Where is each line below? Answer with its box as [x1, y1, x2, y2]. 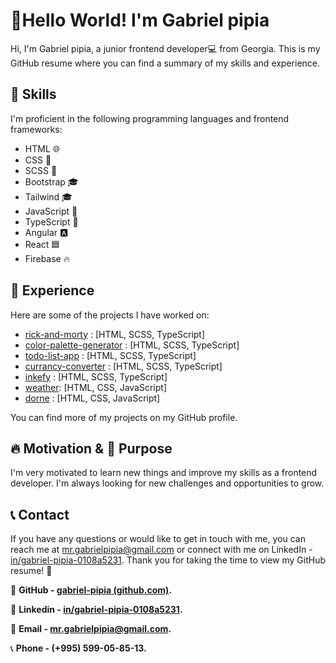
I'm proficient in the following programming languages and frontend [10, 112, 290, 124]
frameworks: [10, 123, 63, 135]
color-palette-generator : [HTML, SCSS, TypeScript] [24, 339, 240, 351]
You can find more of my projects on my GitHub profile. [10, 411, 238, 423]
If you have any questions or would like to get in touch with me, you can [10, 533, 306, 545]
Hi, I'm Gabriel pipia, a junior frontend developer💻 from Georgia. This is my [10, 42, 321, 54]
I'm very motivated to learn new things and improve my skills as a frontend [10, 467, 318, 479]
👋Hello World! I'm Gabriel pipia [10, 9, 270, 32]
